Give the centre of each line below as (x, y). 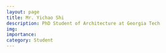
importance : (21, 35)
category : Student (30, 40)
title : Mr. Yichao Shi (35, 18)
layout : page (23, 12)
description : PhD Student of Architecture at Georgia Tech (83, 23)
